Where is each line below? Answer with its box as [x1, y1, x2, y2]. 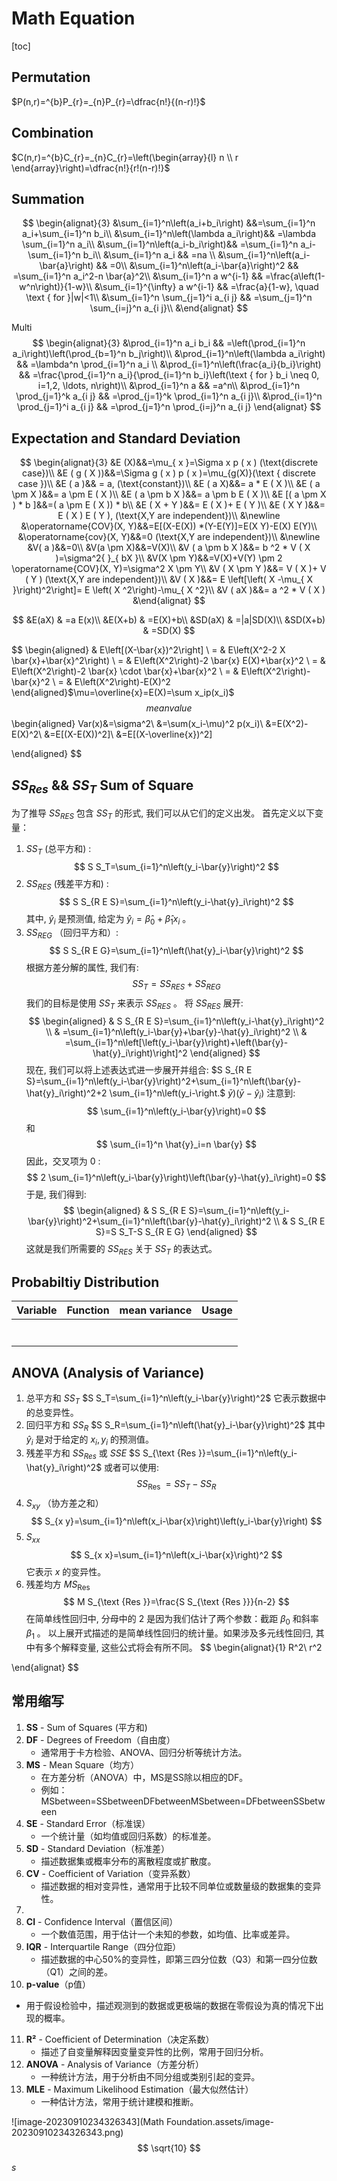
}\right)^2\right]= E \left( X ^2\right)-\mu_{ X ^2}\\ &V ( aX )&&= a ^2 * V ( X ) [12, 584, 326, 596]
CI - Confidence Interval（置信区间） [25, 1915, 179, 1927]
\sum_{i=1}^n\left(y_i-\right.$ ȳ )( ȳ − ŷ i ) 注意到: [109, 1087, 296, 1101]
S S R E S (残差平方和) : [25, 877, 109, 892]
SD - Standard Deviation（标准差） [25, 1842, 170, 1854]
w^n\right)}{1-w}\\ [19, 281, 93, 293]
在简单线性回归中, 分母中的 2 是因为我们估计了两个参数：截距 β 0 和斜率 [25, 1613, 319, 1627]
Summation [11, 190, 85, 207]
